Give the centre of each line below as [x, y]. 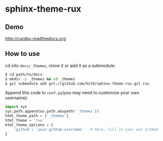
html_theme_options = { [29, 125]
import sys [16, 107]
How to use [22, 54]
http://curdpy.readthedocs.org [36, 38]
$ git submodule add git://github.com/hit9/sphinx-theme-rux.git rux [77, 84]
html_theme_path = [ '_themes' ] [37, 116]
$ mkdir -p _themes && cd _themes [40, 79]
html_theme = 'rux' [25, 121]
